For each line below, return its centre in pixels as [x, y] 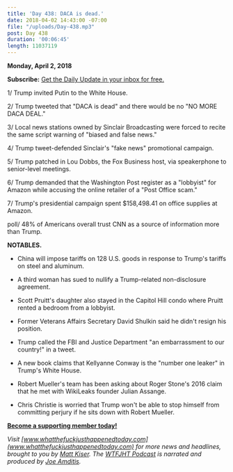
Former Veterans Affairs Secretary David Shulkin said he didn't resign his [122, 321]
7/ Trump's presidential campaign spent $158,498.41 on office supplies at [112, 203]
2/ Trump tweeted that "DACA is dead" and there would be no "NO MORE [112, 106]
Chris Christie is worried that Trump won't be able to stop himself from [118, 405]
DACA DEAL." [26, 113]
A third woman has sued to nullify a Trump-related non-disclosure [112, 280]
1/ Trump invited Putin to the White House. [67, 93]
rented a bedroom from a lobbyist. [66, 308]
